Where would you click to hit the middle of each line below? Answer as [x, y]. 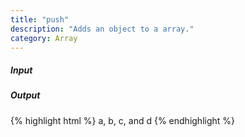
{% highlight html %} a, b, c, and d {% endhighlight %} [123, 120]
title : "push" [40, 19]
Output [25, 95]
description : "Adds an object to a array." [102, 29]
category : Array [44, 38]
